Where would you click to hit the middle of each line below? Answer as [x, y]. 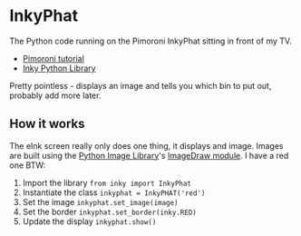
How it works [47, 124]
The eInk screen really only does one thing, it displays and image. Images [146, 145]
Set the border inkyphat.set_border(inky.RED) [109, 211]
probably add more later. [55, 95]
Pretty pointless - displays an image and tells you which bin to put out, [141, 85]
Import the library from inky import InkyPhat [107, 182]
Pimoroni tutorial [53, 58]
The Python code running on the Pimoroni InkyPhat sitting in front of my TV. [150, 41]
